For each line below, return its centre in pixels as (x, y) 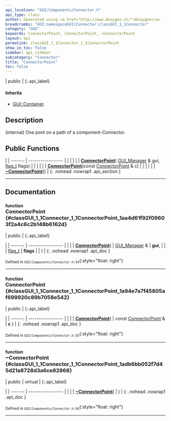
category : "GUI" (22, 29)
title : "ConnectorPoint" (32, 62)
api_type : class (22, 15)
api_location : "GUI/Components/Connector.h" (53, 10)
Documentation (31, 192)
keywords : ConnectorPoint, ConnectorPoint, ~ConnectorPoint (70, 34)
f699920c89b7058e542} (37, 297)
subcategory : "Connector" (33, 57)
